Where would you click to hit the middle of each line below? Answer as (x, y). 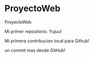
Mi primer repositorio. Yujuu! (33, 31)
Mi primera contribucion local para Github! (47, 41)
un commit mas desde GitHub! (35, 50)
